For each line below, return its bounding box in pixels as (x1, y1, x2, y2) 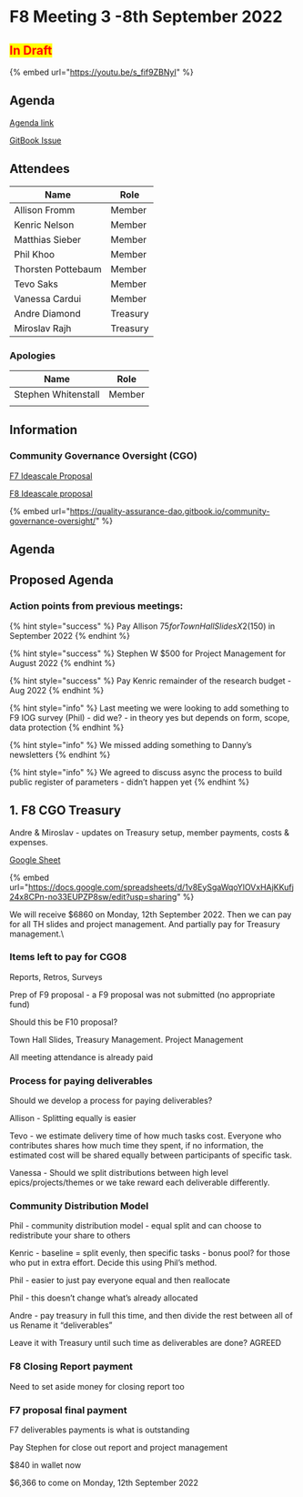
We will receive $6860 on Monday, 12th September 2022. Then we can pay (9, 908, 292, 920)
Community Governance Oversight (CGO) (9, 450, 197, 462)
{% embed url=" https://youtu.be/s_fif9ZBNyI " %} (9, 66, 194, 77)
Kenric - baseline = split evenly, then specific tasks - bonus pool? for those (9, 1248, 291, 1259)
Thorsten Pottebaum (14, 262, 102, 275)
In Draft (9, 43, 53, 58)
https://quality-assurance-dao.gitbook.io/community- (69, 505, 270, 516)
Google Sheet (9, 854, 61, 865)
